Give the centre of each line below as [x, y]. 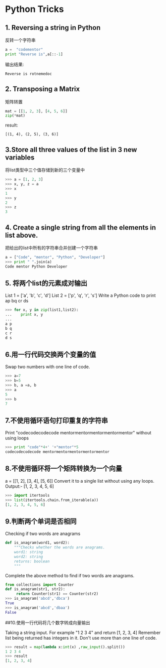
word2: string [28, 556]
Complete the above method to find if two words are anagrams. [70, 575]
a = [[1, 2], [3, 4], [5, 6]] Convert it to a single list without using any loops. [80, 481]
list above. [22, 235]
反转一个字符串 [20, 40]
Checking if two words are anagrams [43, 534]
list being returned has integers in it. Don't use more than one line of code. [81, 638]
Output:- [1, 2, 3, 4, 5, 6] [30, 486]
